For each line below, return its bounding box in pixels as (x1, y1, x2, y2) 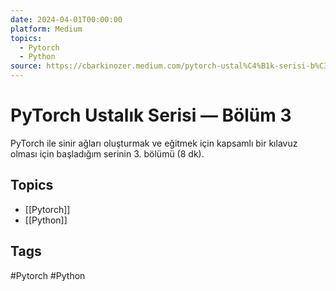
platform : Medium (10, 24, 83, 34)
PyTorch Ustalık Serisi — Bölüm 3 (10, 104, 292, 127)
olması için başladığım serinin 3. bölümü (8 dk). (10, 147, 205, 160)
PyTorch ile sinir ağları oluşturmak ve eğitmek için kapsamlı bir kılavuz (10, 137, 298, 149)
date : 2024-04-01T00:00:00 (10, 14, 123, 25)
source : (10, 61, 43, 71)
